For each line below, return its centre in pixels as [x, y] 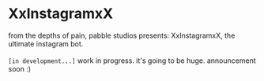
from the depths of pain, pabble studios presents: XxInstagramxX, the [122, 35]
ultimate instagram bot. [46, 43]
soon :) [20, 68]
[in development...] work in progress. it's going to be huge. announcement [132, 61]
